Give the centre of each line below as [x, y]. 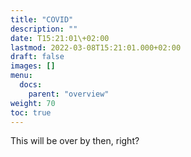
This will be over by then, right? [75, 141]
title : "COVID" [42, 19]
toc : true [31, 112]
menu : [21, 76]
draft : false [37, 57]
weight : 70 [33, 103]
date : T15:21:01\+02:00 [60, 38]
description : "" [44, 29]
